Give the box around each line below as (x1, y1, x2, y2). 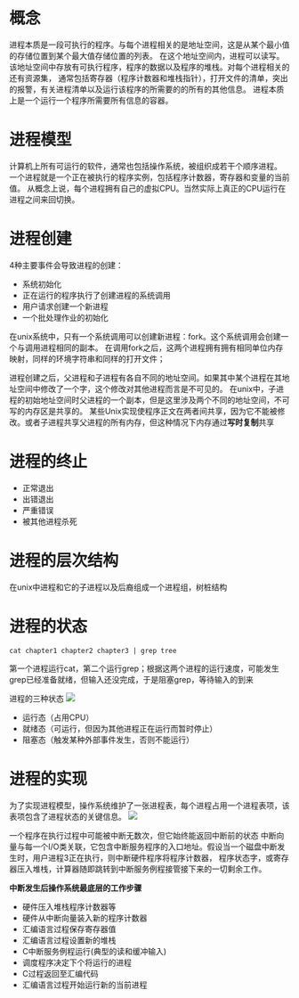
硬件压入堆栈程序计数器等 (21, 901, 117, 912)
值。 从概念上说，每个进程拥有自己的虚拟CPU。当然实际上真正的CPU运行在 (9, 183, 287, 193)
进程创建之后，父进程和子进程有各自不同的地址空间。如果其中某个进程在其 (9, 372, 282, 383)
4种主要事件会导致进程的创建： (9, 259, 125, 270)
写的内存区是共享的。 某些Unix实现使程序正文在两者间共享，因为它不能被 (9, 405, 278, 416)
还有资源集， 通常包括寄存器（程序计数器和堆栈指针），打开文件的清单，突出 (9, 72, 288, 83)
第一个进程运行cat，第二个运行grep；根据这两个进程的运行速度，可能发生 (9, 663, 279, 674)
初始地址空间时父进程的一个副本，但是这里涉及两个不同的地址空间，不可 (24, 394, 290, 405)
